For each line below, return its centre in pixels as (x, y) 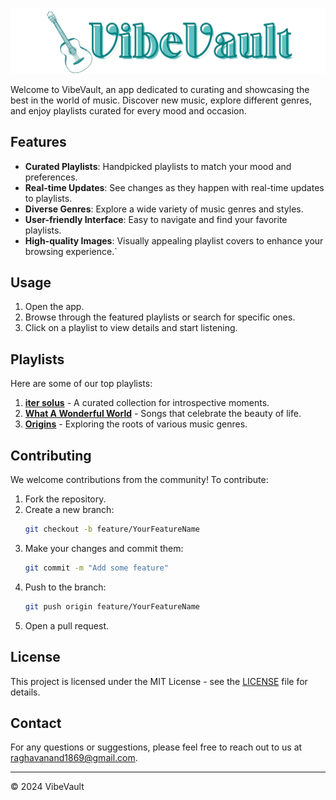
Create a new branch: (69, 510)
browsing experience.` (71, 251)
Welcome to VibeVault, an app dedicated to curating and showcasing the (160, 89)
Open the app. (54, 307)
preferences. (51, 177)
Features (38, 142)
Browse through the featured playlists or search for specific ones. (160, 317)
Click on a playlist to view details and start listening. (131, 328)
